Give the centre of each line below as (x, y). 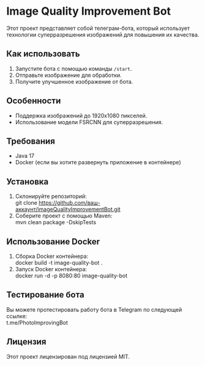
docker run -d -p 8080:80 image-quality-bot (71, 276)
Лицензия (26, 342)
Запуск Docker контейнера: (51, 269)
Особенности (34, 101)
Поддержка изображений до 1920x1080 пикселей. (81, 115)
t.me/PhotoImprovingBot (37, 323)
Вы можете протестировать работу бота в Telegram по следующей (94, 309)
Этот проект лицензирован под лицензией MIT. (68, 356)
